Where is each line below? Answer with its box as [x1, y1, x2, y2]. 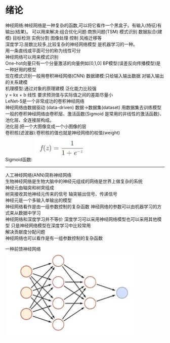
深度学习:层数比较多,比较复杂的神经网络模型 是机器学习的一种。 [5, 41, 138, 47]
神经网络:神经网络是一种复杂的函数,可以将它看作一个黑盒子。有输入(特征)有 [5, 22, 162, 28]
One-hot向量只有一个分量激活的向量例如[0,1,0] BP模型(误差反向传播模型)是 [5, 60, 161, 66]
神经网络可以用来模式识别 [5, 54, 59, 60]
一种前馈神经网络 [5, 246, 41, 252]
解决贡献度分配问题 [5, 228, 46, 235]
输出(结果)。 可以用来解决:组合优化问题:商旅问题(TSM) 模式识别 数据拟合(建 [5, 28, 163, 34]
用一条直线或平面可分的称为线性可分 [5, 47, 81, 54]
